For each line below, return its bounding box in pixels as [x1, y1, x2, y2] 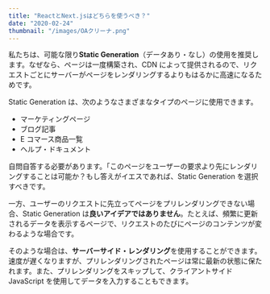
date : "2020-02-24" [8, 19, 74, 27]
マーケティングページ [19, 114, 91, 124]
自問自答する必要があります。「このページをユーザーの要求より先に [8, 162, 230, 172]
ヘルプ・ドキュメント [19, 144, 91, 154]
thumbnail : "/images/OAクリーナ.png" [8, 27, 131, 35]
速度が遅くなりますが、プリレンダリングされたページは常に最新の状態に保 [8, 256, 255, 266]
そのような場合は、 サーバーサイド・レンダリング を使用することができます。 [8, 246, 262, 256]
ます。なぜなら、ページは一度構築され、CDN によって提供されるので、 [8, 60, 243, 69]
